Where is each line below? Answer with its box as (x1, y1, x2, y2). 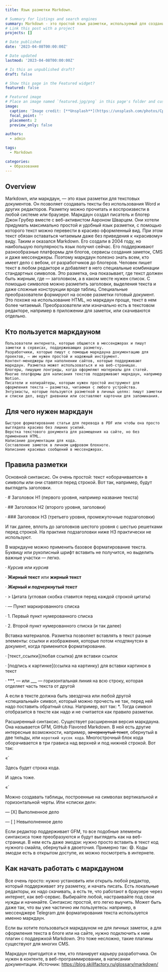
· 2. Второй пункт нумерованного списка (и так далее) (5, 622, 121, 628)
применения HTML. (5, 434, 41, 439)
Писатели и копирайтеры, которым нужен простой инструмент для (5, 380, 140, 386)
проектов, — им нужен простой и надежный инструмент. (5, 354, 120, 359)
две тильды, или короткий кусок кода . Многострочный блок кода (5, 734, 143, 740)
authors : (5, 132, 23, 137)
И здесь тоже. (5, 774, 35, 780)
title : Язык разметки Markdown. (5, 7, 72, 13)
